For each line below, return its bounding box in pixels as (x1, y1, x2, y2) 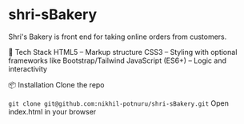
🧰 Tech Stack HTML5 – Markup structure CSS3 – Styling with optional (8, 47, 238, 56)
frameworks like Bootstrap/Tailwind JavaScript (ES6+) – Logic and (8, 56, 226, 65)
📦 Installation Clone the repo (8, 79, 106, 89)
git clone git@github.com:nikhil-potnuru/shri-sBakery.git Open (8, 98, 230, 108)
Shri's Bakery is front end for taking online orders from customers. (8, 32, 227, 41)
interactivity (8, 64, 48, 73)
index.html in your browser (8, 107, 97, 116)
